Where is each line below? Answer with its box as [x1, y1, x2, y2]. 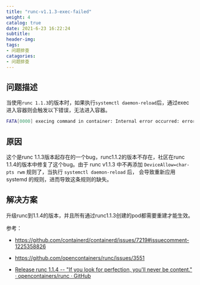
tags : [6, 42, 20, 48]
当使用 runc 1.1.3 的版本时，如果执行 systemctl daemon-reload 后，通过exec [6, 99, 189, 106]
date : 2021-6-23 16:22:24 [6, 25, 70, 32]
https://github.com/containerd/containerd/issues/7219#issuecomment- [14, 236, 189, 243]
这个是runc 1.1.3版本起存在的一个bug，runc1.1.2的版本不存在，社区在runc [6, 153, 185, 160]
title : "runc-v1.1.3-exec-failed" [6, 8, 92, 15]
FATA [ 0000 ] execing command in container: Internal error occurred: [6, 119, 180, 125]
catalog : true [6, 20, 42, 26]
